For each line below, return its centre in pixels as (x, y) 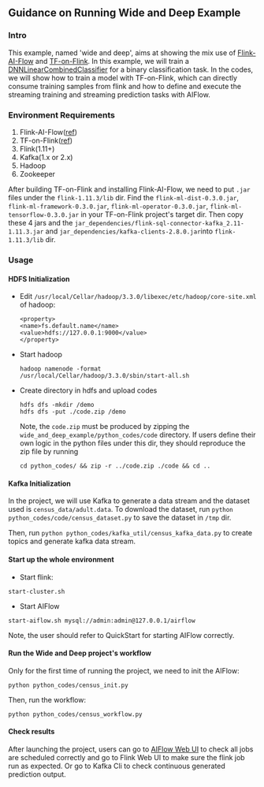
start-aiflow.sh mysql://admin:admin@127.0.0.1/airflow (102, 621)
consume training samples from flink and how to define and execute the (125, 86)
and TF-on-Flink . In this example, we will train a (112, 61)
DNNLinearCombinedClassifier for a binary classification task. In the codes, (131, 69)
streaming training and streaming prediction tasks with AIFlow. (109, 95)
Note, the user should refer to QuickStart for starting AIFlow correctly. (121, 635)
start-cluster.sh (37, 591)
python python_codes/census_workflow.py (76, 714)
